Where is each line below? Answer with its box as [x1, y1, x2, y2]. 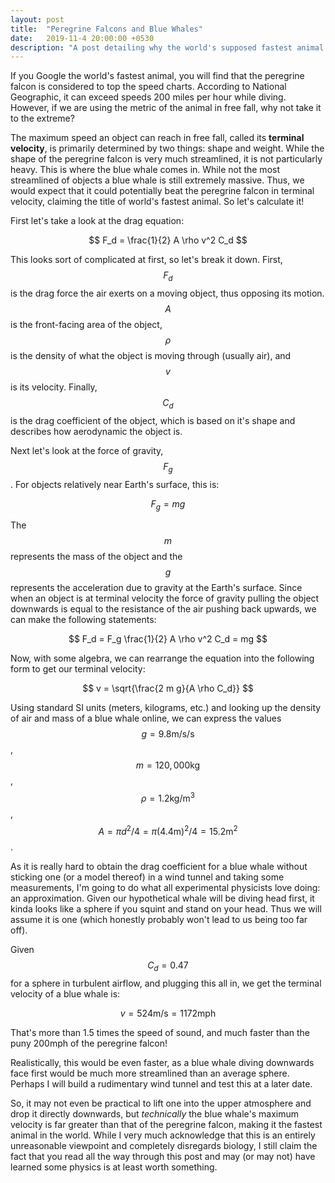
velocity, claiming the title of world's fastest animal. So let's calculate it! [10, 196, 305, 208]
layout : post [10, 14, 65, 25]
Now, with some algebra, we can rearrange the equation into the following [10, 652, 315, 665]
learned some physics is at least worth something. [10, 1161, 218, 1173]
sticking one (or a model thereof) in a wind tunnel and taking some [10, 871, 285, 883]
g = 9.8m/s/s [141, 728, 195, 740]
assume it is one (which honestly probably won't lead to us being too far [10, 913, 308, 925]
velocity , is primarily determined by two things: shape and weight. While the [10, 142, 325, 155]
